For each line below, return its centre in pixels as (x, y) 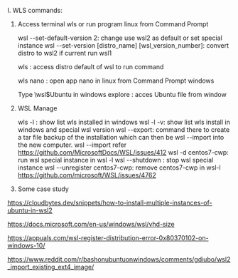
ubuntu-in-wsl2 (30, 210)
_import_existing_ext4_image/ (51, 267)
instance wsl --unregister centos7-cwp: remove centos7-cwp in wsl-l (119, 168)
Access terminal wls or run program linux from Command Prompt (113, 24)
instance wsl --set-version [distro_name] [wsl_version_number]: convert (123, 45)
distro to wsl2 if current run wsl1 (65, 53)
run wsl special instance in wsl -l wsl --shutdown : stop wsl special (115, 160)
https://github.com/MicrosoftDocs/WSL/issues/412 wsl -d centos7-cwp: (123, 152)
